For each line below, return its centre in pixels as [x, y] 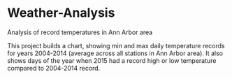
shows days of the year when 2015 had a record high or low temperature [112, 60]
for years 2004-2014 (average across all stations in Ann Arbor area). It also [115, 53]
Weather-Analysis [61, 13]
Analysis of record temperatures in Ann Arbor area [80, 32]
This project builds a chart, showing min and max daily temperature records [116, 45]
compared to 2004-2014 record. [54, 68]
